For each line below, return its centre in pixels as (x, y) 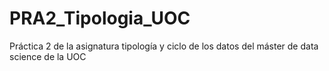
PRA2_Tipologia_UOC (100, 18)
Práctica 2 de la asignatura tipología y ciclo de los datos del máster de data (164, 46)
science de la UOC (48, 56)
